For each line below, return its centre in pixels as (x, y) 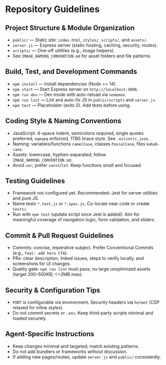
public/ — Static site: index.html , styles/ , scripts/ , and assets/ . (80, 40)
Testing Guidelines (35, 181)
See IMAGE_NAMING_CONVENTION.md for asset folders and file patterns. (82, 56)
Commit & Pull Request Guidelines (59, 236)
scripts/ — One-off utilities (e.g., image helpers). (64, 51)
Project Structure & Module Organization (70, 28)
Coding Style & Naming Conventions (63, 121)
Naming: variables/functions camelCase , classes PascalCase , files (79, 144)
